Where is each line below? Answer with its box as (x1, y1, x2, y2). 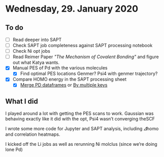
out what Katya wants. (12, 59, 60, 66)
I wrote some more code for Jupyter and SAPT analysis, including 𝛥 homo (5, 126, 159, 132)
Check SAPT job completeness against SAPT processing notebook (12, 43, 153, 49)
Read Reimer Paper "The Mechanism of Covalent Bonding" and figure (12, 54, 159, 60)
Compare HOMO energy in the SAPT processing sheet (12, 76, 127, 83)
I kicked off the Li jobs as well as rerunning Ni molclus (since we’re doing (5, 141, 157, 147)
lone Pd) (5, 146, 23, 152)
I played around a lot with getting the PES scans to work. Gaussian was (5, 110, 154, 116)
